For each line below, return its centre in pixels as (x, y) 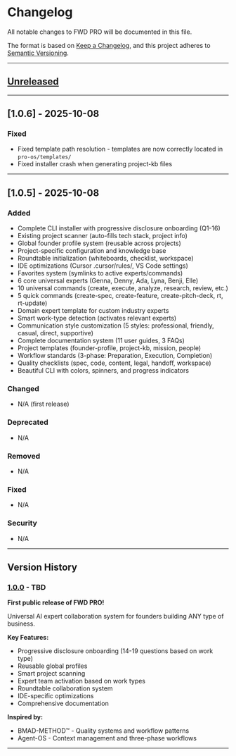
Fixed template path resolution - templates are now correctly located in (120, 149)
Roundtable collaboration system (65, 688)
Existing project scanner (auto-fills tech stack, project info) (103, 236)
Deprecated (28, 422)
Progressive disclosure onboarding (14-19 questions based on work (115, 651)
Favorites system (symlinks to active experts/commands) (100, 273)
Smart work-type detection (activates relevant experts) (97, 318)
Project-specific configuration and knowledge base (92, 251)
